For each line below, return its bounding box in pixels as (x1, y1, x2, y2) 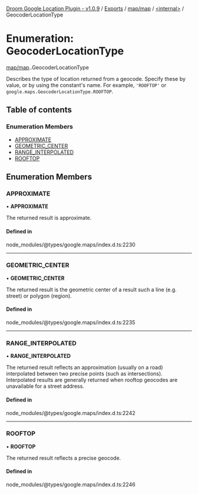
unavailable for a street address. (6, 383, 84, 390)
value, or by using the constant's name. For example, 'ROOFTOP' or (6, 81, 167, 88)
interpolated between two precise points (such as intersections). (6, 370, 163, 377)
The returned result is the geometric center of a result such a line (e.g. (6, 286, 177, 293)
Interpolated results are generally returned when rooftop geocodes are (6, 377, 178, 384)
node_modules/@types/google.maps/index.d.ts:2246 (6, 481, 136, 488)
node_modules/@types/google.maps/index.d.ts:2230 (6, 241, 136, 248)
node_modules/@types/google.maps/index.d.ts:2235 (6, 319, 136, 326)
